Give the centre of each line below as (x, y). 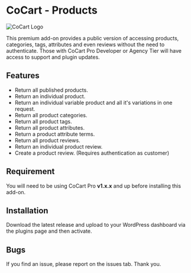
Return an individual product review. (59, 146)
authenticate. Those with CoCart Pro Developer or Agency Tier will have (94, 50)
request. (25, 109)
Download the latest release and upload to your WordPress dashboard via (96, 225)
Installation (27, 211)
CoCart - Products (52, 10)
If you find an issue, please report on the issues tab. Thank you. (84, 264)
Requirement (30, 171)
